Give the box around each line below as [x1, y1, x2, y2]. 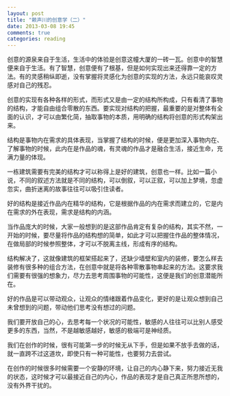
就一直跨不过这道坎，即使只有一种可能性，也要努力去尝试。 [7, 349, 175, 358]
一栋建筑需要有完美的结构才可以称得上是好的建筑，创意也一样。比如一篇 [7, 167, 211, 176]
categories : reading [7, 36, 66, 43]
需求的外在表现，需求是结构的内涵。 [12, 208, 115, 216]
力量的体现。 [12, 153, 49, 161]
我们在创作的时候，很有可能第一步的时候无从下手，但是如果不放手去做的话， [7, 341, 223, 349]
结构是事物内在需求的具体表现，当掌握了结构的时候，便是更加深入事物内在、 [7, 136, 223, 144]
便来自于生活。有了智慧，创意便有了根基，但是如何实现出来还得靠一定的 [7, 64, 211, 72]
